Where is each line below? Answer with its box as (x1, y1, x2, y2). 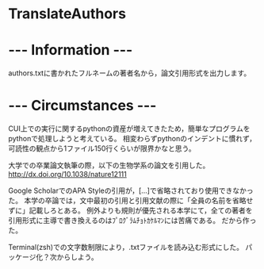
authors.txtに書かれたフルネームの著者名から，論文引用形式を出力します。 (8, 68, 251, 78)
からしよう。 (56, 252, 98, 262)
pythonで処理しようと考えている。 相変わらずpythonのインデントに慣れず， (8, 134, 257, 144)
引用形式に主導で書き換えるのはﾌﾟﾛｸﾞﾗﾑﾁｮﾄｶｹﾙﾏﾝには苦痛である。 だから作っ (8, 216, 257, 225)
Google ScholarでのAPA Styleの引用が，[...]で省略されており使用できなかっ (8, 186, 254, 195)
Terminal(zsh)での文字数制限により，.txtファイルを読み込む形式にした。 (8, 243, 244, 252)
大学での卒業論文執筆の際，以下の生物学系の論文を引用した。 (8, 160, 210, 171)
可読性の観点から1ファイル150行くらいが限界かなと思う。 (8, 144, 196, 153)
